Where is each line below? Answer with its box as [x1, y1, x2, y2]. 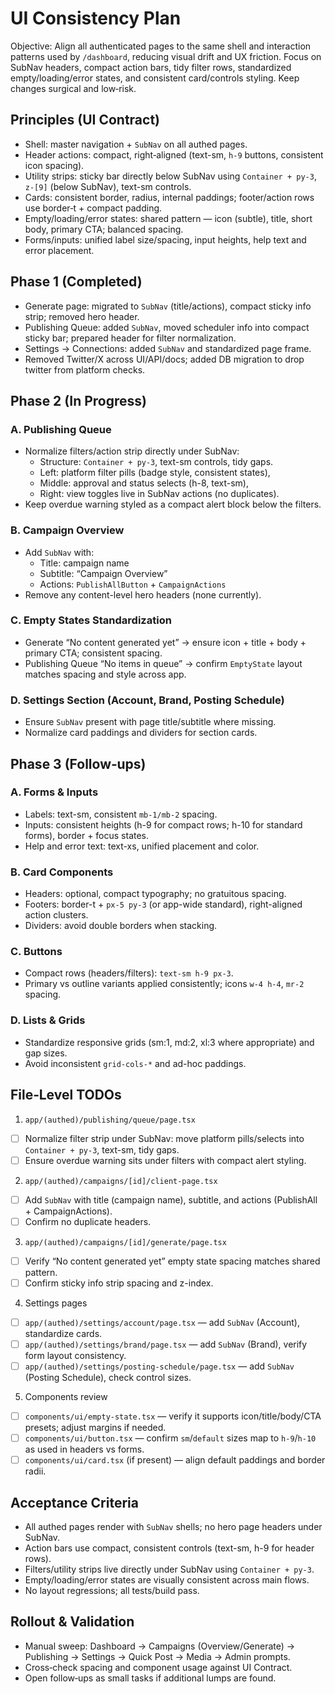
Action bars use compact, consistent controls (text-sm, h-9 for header [24, 1542, 315, 1554]
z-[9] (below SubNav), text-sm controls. [24, 180, 192, 192]
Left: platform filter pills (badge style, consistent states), [39, 467, 271, 479]
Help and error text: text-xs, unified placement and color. [24, 840, 260, 852]
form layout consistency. [24, 1350, 127, 1362]
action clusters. [24, 909, 89, 921]
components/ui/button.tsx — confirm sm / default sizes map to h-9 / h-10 [24, 1432, 317, 1444]
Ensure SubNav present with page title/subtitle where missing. [24, 716, 277, 728]
